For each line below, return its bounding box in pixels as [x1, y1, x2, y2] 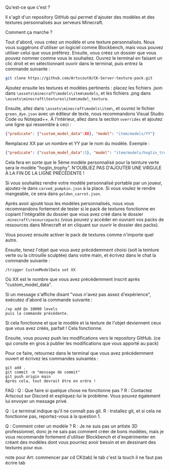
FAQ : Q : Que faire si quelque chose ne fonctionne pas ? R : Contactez [5, 387, 153, 393]
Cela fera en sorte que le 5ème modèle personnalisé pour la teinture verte [5, 159, 159, 165]
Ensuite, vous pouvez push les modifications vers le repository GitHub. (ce [5, 335, 161, 341]
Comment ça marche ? [5, 29, 53, 35]
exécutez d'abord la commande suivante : [5, 297, 93, 303]
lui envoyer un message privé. [5, 398, 68, 404]
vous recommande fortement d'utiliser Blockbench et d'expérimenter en [5, 434, 156, 440]
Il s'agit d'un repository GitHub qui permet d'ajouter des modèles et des [5, 14, 155, 20]
